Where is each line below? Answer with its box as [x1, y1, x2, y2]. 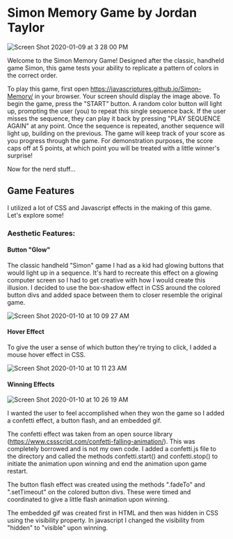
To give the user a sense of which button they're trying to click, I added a [7, 343, 217, 351]
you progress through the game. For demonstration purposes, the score [7, 136, 214, 144]
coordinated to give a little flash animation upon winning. [7, 495, 170, 503]
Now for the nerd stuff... [7, 165, 76, 173]
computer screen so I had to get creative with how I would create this [7, 275, 206, 284]
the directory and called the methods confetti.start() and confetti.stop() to [7, 452, 218, 461]
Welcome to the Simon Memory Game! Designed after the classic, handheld [7, 56, 225, 64]
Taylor [7, 20, 45, 36]
